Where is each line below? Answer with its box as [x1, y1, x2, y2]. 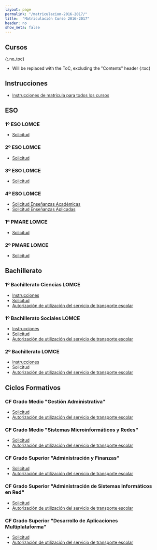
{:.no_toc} [5, 56, 25, 62]
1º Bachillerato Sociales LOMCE [5, 315, 80, 322]
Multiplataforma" [5, 523, 47, 530]
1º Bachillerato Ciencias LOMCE [5, 281, 81, 288]
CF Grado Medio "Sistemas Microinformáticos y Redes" [5, 426, 139, 433]
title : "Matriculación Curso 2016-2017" [5, 16, 90, 21]
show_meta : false [5, 25, 40, 30]
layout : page [5, 7, 31, 12]
